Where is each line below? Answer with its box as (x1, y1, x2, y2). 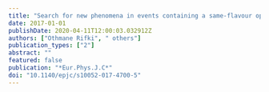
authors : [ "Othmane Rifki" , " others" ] (8, 34, 142, 42)
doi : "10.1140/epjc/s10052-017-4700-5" (8, 71, 142, 79)
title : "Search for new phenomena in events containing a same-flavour (8, 11, 252, 20)
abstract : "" (8, 49, 52, 57)
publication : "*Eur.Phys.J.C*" (8, 64, 113, 72)
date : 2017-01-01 (8, 19, 66, 27)
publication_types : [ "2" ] (8, 42, 94, 50)
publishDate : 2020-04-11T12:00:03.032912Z (8, 26, 152, 34)
